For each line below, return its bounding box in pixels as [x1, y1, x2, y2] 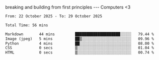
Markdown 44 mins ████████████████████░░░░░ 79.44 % [5, 32, 154, 37]
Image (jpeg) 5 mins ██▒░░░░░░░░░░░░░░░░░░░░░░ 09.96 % [5, 36, 154, 41]
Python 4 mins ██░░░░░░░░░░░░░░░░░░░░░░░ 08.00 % [5, 41, 154, 46]
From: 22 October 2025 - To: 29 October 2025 [5, 14, 102, 19]
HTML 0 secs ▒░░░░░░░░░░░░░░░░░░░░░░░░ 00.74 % [5, 50, 154, 55]
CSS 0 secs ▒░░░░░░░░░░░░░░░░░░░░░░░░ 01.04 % [5, 46, 154, 51]
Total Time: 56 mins [5, 22, 49, 28]
